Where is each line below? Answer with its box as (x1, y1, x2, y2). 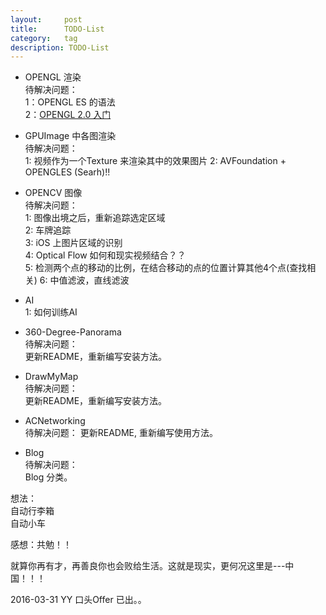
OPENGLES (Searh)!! (24, 166, 111, 178)
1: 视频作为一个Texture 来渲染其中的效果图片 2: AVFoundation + (24, 155, 287, 167)
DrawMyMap (24, 371, 79, 383)
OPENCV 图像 (24, 187, 83, 199)
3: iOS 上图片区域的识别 (24, 237, 123, 249)
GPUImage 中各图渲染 (24, 130, 117, 142)
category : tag (10, 33, 78, 43)
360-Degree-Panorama (24, 326, 122, 338)
